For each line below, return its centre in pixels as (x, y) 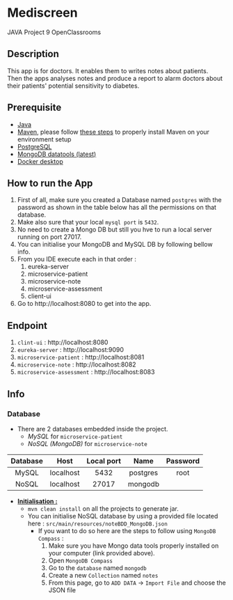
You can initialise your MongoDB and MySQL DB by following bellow (115, 245)
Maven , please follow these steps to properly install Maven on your (113, 132)
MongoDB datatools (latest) (57, 154)
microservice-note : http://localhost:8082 (77, 364)
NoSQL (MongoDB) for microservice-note (87, 443)
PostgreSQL (34, 146)
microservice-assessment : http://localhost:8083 (86, 372)
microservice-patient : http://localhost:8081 (81, 357)
